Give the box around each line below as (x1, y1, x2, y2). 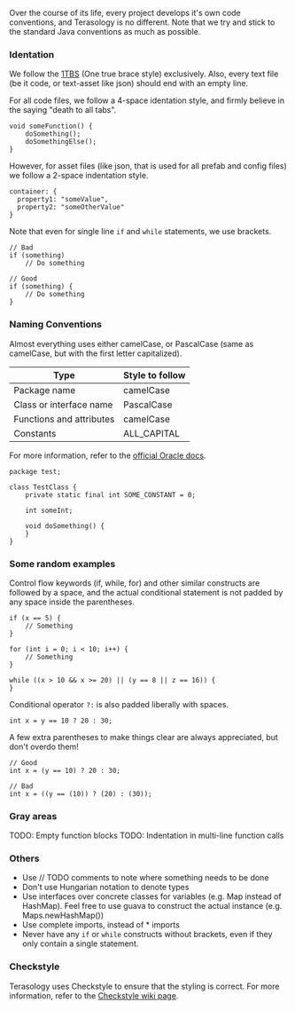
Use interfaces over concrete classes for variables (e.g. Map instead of (21, 891, 282, 902)
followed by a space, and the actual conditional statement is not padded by (9, 587, 283, 597)
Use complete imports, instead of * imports (21, 919, 180, 930)
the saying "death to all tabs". (9, 105, 117, 115)
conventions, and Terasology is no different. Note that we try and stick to (9, 17, 276, 28)
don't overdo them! (9, 741, 80, 752)
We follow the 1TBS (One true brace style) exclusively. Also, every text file (9, 68, 279, 79)
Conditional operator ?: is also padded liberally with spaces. (9, 698, 229, 709)
